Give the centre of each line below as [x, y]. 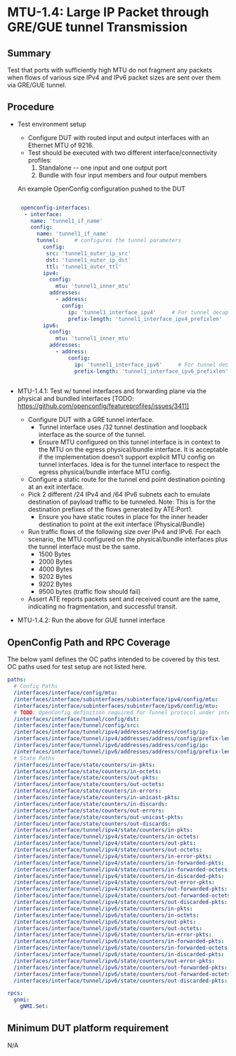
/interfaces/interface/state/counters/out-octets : [89, 784]
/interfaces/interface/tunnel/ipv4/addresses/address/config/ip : [111, 732]
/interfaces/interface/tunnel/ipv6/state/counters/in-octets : [106, 915]
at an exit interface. [56, 487]
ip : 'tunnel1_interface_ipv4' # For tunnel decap [148, 312]
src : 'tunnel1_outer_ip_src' [88, 253]
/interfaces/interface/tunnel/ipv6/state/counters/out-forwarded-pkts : [121, 967]
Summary [29, 53]
